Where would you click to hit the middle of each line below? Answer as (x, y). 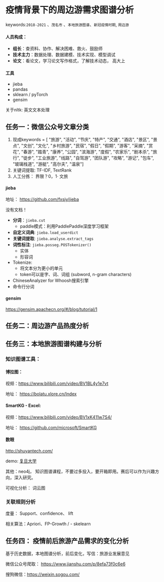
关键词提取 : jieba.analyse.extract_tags (53, 239)
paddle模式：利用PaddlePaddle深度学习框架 (64, 227)
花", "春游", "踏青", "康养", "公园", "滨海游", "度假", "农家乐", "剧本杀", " (83, 152)
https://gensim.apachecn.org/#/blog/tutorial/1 (51, 309)
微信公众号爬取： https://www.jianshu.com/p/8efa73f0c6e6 (66, 564)
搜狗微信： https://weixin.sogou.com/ (43, 574)
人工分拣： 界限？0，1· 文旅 (40, 177)
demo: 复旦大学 (21, 461)
